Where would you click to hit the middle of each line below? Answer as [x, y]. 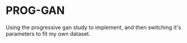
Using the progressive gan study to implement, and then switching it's [94, 27]
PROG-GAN [35, 11]
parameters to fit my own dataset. [48, 33]
